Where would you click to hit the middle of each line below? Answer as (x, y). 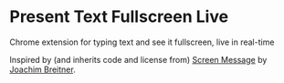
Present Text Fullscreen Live (119, 17)
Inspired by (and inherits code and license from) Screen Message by (138, 59)
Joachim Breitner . (42, 69)
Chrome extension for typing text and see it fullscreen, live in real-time (142, 42)
